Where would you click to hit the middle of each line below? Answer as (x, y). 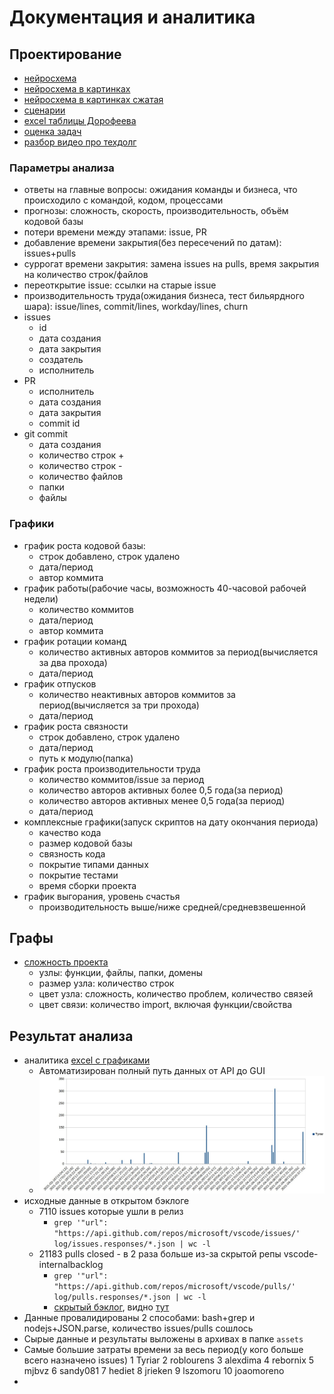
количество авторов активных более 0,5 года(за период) (161, 790)
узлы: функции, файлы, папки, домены (121, 973)
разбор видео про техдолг (80, 142)
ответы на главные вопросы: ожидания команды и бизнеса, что (160, 190)
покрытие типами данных (93, 864)
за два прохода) (73, 662)
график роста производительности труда (112, 768)
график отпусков (60, 683)
